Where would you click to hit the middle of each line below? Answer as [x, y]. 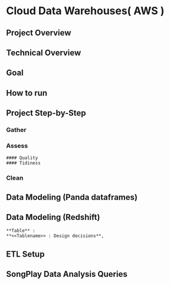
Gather [16, 130]
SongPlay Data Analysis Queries [67, 274]
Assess [17, 145]
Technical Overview [44, 52]
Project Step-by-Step [46, 113]
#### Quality [22, 158]
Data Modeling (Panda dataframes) [72, 197]
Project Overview [39, 33]
